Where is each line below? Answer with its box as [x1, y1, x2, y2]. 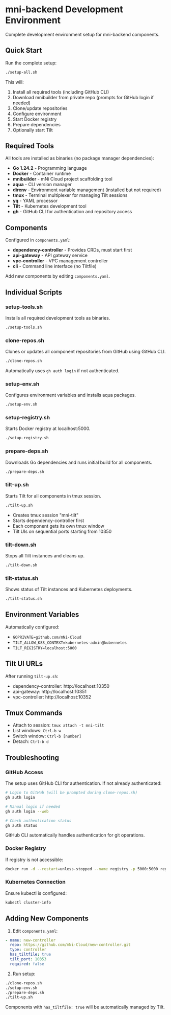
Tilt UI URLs [5, 660, 43, 668]
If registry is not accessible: [5, 856, 64, 863]
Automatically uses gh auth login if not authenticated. [5, 367, 120, 374]
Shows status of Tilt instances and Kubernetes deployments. [5, 587, 133, 593]
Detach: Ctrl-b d [12, 738, 49, 745]
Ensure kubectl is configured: [5, 890, 67, 896]
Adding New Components [5, 914, 89, 923]
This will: [5, 79, 24, 85]
